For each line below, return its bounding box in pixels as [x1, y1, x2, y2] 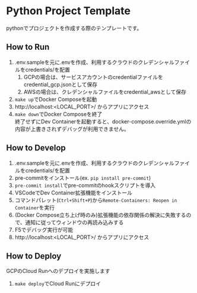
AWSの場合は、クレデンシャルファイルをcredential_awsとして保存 [23, 88, 187, 95]
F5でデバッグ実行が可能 [14, 226, 74, 233]
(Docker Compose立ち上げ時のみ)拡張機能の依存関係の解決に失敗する [14, 211, 186, 218]
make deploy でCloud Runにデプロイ [14, 280, 101, 287]
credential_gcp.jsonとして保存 [23, 81, 98, 88]
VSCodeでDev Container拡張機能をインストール [14, 189, 132, 196]
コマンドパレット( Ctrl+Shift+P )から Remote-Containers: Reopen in [14, 196, 177, 203]
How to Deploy [6, 251, 62, 261]
